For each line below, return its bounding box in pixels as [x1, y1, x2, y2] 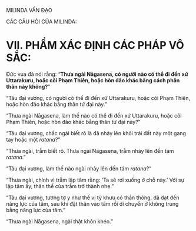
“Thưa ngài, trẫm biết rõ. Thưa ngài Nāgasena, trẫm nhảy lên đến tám [6, 147, 174, 154]
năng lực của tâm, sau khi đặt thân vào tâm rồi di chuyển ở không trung [6, 200, 179, 207]
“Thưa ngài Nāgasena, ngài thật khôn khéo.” [6, 217, 114, 225]
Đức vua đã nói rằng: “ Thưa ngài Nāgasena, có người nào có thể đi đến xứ [6, 71, 188, 78]
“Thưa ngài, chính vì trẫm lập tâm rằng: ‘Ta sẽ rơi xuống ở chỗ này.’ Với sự [6, 176, 185, 183]
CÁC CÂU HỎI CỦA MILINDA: [6, 18, 77, 25]
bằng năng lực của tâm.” [6, 206, 66, 213]
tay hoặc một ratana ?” [6, 136, 61, 143]
